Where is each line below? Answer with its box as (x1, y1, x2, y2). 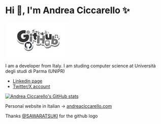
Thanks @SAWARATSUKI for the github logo (5, 113, 98, 119)
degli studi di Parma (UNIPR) (5, 68, 65, 74)
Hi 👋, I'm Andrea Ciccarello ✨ (5, 5, 130, 16)
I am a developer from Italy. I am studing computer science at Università (5, 63, 156, 69)
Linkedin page (12, 78, 43, 84)
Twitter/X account (12, 83, 50, 89)
